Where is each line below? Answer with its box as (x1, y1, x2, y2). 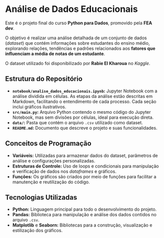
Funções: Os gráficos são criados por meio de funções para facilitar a (12, 173, 157, 179)
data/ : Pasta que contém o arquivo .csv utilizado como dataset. (12, 119, 143, 125)
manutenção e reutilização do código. (12, 179, 90, 185)
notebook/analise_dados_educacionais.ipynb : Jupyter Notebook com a (12, 88, 158, 94)
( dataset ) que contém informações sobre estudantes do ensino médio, (5, 40, 150, 46)
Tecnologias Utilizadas (5, 193, 78, 202)
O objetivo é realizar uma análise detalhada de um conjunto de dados (5, 35, 147, 41)
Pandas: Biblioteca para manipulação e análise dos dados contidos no (12, 212, 157, 218)
